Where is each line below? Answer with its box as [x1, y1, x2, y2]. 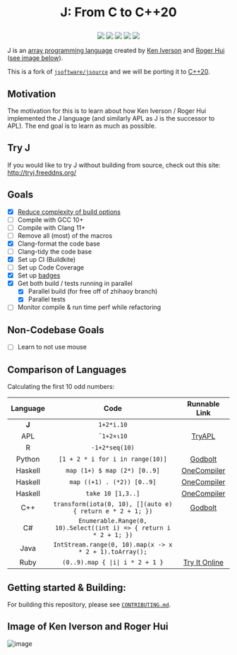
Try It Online [183, 558, 224, 567]
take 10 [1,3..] [85, 490, 140, 498]
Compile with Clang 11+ [17, 223, 86, 232]
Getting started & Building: [7, 582, 127, 594]
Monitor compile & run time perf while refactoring [17, 303, 162, 311]
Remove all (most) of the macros [17, 231, 113, 240]
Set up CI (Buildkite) [17, 256, 76, 263]
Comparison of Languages [7, 363, 127, 375]
